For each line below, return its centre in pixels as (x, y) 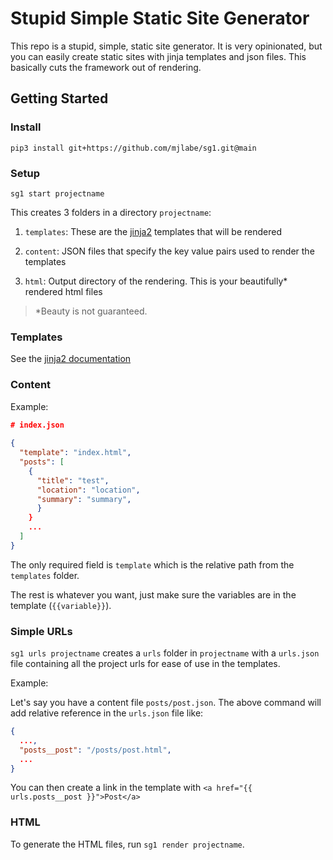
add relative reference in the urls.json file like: (107, 713)
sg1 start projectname (57, 193)
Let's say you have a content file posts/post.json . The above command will (166, 703)
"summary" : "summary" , (84, 499)
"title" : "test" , (73, 480)
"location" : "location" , (88, 490)
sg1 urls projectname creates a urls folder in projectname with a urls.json (165, 653)
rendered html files (63, 291)
